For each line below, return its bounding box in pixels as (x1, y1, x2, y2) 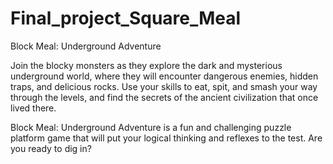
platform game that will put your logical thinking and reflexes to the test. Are (10, 132, 323, 144)
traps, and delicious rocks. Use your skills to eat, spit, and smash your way (10, 80, 318, 92)
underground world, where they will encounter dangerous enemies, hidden (10, 70, 319, 82)
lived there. (10, 102, 57, 114)
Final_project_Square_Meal (10, 7, 242, 30)
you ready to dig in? (10, 142, 92, 154)
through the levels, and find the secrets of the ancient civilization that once (10, 91, 319, 103)
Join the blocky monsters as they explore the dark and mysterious (10, 59, 283, 71)
